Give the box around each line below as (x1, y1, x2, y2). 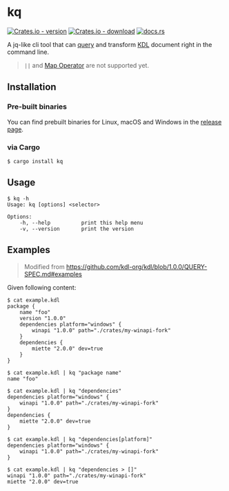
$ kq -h (7, 195, 30, 202)
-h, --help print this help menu (19, 219, 143, 226)
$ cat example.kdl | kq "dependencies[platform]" (7, 436, 153, 443)
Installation (7, 81, 57, 93)
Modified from (23, 262, 65, 270)
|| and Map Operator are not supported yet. (23, 61, 150, 69)
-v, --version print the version (19, 225, 135, 232)
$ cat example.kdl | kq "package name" (7, 369, 122, 376)
